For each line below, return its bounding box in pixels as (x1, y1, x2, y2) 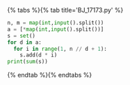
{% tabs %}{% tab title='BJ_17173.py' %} (7, 6, 124, 14)
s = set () (7, 32, 36, 39)
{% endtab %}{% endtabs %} (7, 71, 92, 79)
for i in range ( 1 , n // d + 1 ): (13, 45, 108, 52)
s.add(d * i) (19, 52, 58, 59)
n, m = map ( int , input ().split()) (7, 20, 104, 26)
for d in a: (7, 38, 42, 46)
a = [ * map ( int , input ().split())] (7, 26, 104, 33)
